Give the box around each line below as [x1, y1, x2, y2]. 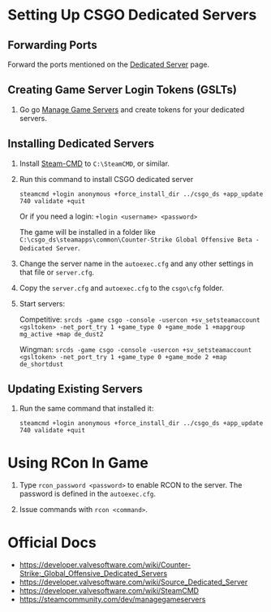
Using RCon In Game [7, 454, 149, 472]
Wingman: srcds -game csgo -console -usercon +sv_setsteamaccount [19, 344, 252, 354]
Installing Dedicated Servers [7, 137, 155, 151]
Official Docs [7, 533, 97, 552]
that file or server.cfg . [19, 267, 95, 277]
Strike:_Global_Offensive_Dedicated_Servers [19, 569, 168, 579]
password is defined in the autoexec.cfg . [19, 489, 156, 499]
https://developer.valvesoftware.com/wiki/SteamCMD [19, 586, 200, 596]
